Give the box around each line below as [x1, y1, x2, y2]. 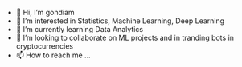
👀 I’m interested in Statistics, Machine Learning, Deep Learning [15, 16, 225, 26]
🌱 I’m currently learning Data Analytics [15, 25, 143, 33]
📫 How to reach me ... [15, 50, 91, 60]
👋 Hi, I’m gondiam [15, 8, 75, 17]
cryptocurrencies [15, 41, 74, 51]
